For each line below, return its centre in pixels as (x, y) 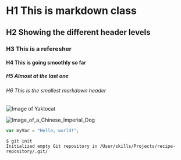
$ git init (19, 141)
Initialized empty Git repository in (52, 146)
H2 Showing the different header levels (78, 32)
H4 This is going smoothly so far (46, 63)
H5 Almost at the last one (37, 76)
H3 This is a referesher (39, 49)
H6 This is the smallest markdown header (56, 91)
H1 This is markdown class (71, 11)
